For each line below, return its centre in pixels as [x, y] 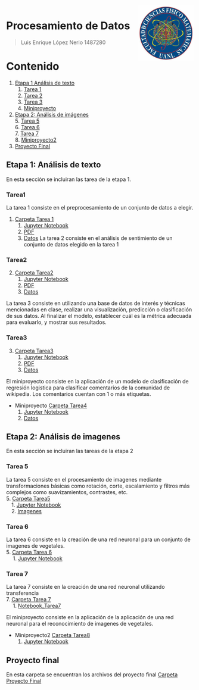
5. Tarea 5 [27, 121]
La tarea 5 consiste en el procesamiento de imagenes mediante [84, 479]
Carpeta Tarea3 [34, 351]
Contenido [33, 66]
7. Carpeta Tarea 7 [29, 600]
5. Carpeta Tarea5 [28, 498]
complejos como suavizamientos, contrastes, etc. [67, 492]
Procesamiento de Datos [68, 26]
